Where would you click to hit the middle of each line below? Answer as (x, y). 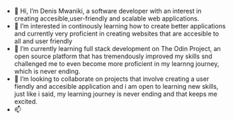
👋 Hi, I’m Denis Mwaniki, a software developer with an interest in (108, 11)
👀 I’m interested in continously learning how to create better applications (120, 26)
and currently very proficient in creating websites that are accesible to (116, 33)
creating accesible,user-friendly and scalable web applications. (107, 18)
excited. (25, 102)
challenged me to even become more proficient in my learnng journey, (116, 64)
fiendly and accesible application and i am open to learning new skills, (116, 86)
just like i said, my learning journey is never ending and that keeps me (115, 94)
